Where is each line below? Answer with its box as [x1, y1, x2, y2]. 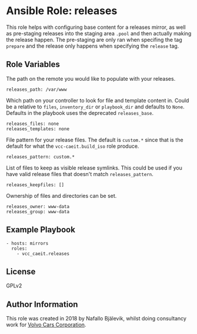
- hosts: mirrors [6, 240, 49, 246]
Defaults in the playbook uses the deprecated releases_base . [6, 109, 154, 116]
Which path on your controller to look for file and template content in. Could [6, 97, 189, 104]
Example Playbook [6, 225, 75, 235]
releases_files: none [6, 121, 59, 127]
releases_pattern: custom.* [6, 154, 75, 160]
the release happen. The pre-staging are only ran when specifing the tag [6, 36, 182, 43]
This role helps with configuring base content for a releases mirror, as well [6, 24, 186, 31]
